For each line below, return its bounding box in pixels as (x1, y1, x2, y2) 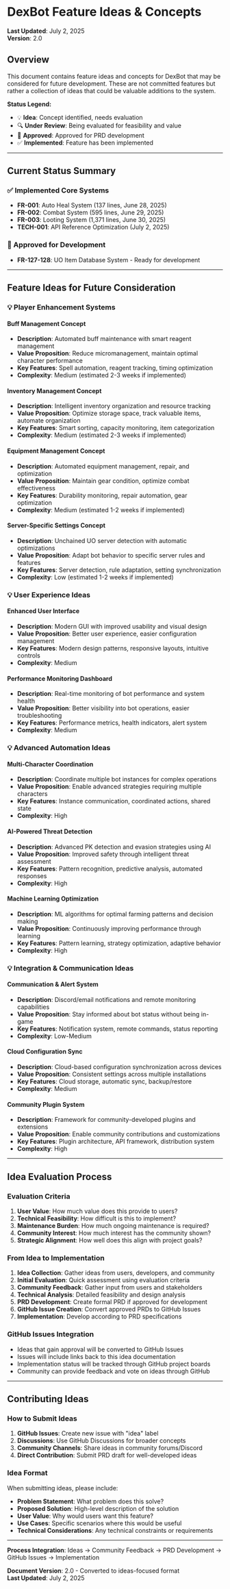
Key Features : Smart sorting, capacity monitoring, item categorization (16, 424, 215, 432)
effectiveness (16, 484, 56, 492)
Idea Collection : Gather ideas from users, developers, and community (16, 1268, 215, 1277)
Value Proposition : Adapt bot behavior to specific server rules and (16, 551, 205, 559)
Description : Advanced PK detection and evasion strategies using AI (16, 842, 212, 851)
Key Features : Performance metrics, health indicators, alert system (16, 718, 207, 727)
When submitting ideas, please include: (7, 1484, 118, 1492)
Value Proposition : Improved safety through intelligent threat (16, 850, 190, 858)
